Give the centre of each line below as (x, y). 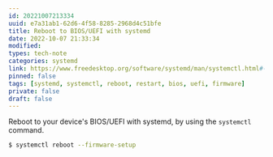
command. (26, 130)
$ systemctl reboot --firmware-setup (72, 145)
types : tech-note (38, 53)
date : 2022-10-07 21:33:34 (54, 38)
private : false (34, 91)
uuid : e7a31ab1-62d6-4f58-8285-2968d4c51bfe (85, 23)
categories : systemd (43, 62)
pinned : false (32, 76)
